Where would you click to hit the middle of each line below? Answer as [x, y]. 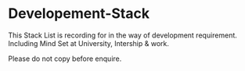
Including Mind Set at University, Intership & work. [89, 43]
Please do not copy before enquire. [65, 59]
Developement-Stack [79, 14]
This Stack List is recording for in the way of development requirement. [122, 35]
